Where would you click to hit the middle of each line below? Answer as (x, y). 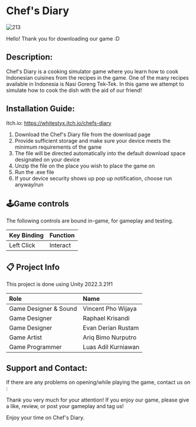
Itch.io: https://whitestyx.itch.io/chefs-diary (59, 123)
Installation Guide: (40, 109)
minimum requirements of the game (58, 147)
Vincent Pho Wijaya (110, 309)
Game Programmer (35, 347)
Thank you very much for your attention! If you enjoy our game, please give (98, 400)
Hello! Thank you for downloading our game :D (63, 38)
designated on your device (47, 159)
